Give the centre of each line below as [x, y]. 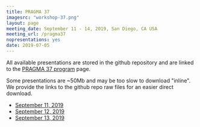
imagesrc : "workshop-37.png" [43, 17]
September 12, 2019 [40, 111]
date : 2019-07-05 [28, 46]
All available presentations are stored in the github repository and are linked [100, 62]
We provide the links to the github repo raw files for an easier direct [90, 87]
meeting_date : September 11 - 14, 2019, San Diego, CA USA [82, 29]
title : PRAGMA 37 [28, 12]
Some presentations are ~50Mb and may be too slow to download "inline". [98, 80]
